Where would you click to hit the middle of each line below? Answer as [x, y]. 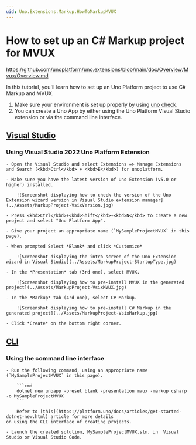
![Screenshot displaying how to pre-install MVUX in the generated [100, 282]
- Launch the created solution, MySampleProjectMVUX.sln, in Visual [93, 432]
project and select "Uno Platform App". [56, 221]
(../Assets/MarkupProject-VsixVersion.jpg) [60, 205]
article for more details [82, 417]
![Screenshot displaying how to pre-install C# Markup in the [94, 308]
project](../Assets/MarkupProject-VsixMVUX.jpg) [66, 288]
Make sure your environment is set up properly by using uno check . [96, 104]
